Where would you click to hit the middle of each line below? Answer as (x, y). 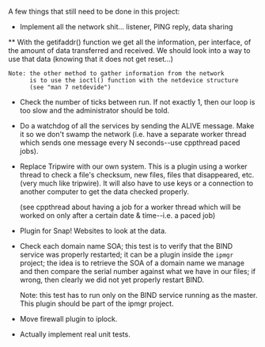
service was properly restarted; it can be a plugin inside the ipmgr (127, 254)
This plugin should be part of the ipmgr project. (97, 303)
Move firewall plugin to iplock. (68, 319)
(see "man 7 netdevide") (70, 87)
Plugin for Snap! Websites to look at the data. (93, 231)
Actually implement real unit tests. (75, 334)
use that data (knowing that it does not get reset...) (91, 59)
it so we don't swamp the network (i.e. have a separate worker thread (133, 134)
